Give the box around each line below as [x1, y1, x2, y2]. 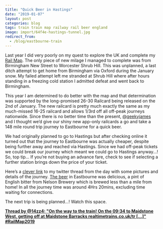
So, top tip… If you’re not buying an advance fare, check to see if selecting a [5, 154, 158, 160]
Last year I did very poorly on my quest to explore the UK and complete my [5, 52, 156, 58]
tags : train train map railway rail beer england [5, 25, 108, 30]
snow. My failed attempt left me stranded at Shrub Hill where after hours [5, 73, 150, 78]
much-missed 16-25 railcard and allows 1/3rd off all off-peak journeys [5, 108, 145, 114]
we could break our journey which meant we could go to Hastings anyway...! [5, 149, 158, 154]
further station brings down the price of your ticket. [5, 159, 108, 165]
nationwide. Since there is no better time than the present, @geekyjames [5, 113, 151, 119]
